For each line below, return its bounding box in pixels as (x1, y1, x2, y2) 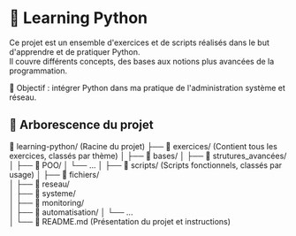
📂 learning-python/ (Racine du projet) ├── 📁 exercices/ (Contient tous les (9, 141, 278, 151)
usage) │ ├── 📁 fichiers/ (9, 169, 100, 179)
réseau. (9, 92, 37, 103)
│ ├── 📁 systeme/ (9, 187, 77, 198)
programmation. (9, 65, 68, 76)
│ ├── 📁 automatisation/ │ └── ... (9, 207, 133, 217)
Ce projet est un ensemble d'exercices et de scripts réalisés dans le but (9, 37, 269, 48)
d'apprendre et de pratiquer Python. (9, 46, 140, 57)
